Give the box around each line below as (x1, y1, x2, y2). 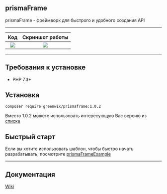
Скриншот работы (22, 33, 69, 40)
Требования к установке (5, 63, 86, 72)
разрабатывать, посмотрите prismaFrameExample (5, 151, 111, 157)
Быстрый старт (5, 132, 56, 141)
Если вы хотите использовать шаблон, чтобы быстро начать (5, 146, 134, 152)
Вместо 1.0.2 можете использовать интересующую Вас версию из (5, 113, 147, 119)
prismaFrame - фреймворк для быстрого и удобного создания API (5, 17, 145, 23)
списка (5, 118, 20, 124)
